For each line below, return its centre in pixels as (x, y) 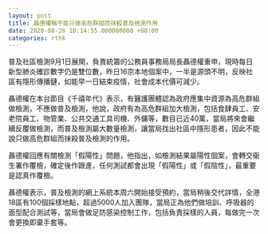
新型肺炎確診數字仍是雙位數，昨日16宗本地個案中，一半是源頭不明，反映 (127, 72)
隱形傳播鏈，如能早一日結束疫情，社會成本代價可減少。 (113, 81)
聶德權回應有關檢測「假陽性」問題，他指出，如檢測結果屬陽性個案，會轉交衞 (134, 156)
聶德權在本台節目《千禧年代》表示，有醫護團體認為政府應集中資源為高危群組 (134, 99)
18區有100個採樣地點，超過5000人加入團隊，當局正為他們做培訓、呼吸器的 (131, 202)
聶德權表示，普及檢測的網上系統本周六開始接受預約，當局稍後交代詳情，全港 (134, 192)
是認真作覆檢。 (33, 176)
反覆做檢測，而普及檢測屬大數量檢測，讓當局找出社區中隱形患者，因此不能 (137, 129)
